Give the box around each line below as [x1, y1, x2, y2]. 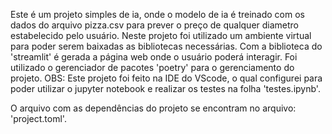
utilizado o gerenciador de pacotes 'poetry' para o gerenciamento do [10, 62, 295, 73]
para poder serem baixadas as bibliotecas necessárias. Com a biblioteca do [10, 40, 323, 52]
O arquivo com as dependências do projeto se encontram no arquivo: [10, 102, 297, 114]
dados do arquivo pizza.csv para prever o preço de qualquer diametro [10, 19, 300, 31]
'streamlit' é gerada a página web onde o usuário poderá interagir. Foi [10, 51, 298, 63]
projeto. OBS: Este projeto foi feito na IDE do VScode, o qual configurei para [10, 72, 323, 84]
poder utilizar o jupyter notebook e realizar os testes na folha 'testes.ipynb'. [10, 83, 321, 94]
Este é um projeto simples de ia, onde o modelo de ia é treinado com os [10, 9, 305, 20]
